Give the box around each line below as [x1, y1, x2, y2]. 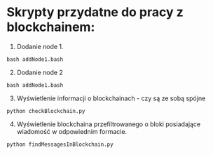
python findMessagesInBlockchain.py [6, 141, 114, 148]
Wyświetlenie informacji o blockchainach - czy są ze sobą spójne [16, 94, 206, 102]
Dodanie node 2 [16, 68, 64, 76]
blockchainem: [6, 19, 95, 35]
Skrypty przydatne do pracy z [6, 4, 184, 20]
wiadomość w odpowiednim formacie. [16, 127, 128, 135]
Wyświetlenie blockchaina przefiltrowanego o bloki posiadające [16, 120, 201, 128]
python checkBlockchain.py [6, 107, 85, 114]
